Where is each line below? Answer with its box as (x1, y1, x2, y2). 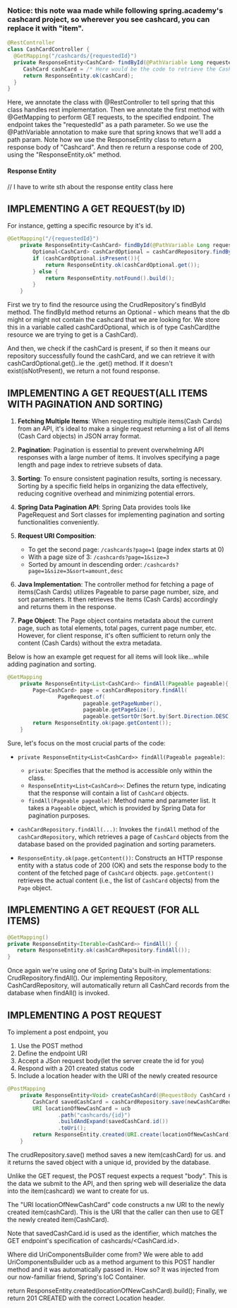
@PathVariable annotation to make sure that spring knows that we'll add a (7, 128, 221, 136)
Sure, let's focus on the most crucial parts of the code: (7, 738, 166, 747)
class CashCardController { (7, 46, 90, 53)
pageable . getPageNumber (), (83, 700, 162, 707)
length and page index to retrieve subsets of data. (17, 461, 163, 469)
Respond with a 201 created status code (17, 1064, 135, 1072)
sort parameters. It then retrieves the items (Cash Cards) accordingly (17, 595, 219, 604)
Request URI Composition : (17, 532, 97, 540)
